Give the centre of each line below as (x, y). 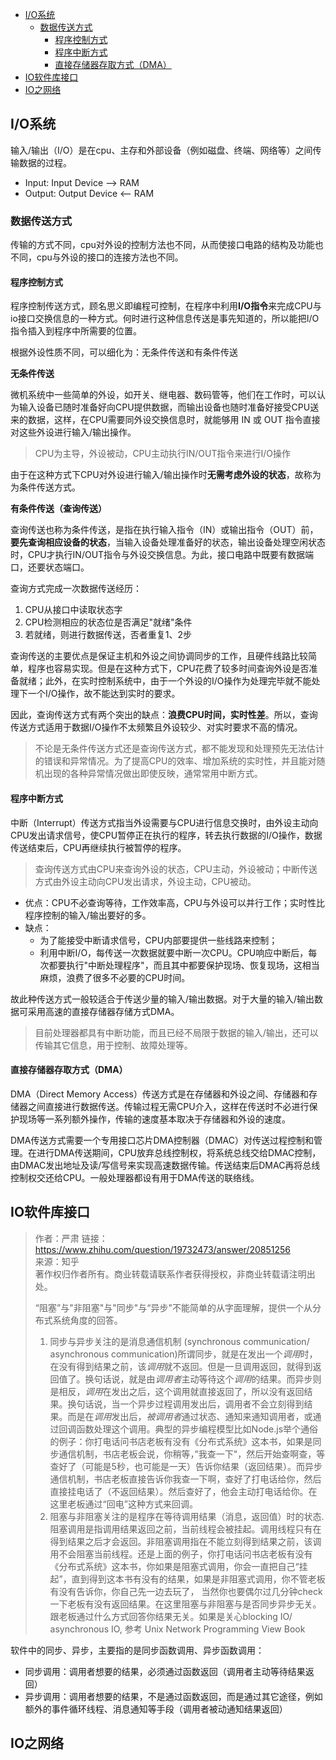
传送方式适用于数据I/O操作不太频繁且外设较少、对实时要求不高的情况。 (156, 727)
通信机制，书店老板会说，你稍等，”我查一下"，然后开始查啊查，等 (192, 1454)
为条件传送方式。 (45, 487)
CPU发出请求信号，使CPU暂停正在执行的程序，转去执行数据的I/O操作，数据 (166, 835)
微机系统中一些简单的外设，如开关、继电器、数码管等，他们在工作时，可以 (163, 395)
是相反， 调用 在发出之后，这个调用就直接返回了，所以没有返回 (177, 1391)
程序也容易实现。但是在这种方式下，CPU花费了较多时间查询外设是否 (168, 669)
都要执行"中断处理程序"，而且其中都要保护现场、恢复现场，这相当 (184, 965)
